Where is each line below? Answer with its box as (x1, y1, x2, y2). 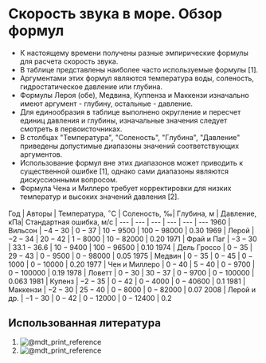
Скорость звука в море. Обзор (8, 5, 223, 23)
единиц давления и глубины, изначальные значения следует (19, 115, 228, 125)
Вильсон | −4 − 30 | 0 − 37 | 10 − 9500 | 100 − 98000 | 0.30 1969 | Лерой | (8, 225, 255, 235)
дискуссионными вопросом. (19, 174, 118, 184)
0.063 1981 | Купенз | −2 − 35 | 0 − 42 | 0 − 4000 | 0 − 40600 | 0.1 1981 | (8, 276, 245, 286)
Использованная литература (8, 316, 162, 330)
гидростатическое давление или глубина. (19, 81, 163, 92)
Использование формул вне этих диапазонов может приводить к (19, 158, 244, 167)
